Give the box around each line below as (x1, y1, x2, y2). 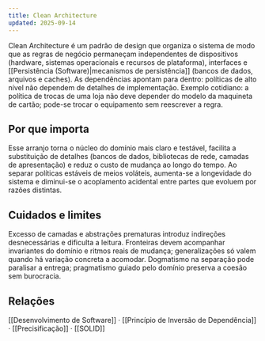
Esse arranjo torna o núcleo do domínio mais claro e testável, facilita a (8, 143, 237, 153)
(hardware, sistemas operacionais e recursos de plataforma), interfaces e (8, 57, 248, 67)
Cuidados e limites (8, 208, 102, 222)
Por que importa (8, 122, 89, 135)
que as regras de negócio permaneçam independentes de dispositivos (8, 49, 239, 59)
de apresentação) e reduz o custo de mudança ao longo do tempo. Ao (8, 160, 237, 170)
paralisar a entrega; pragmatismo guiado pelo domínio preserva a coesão (8, 263, 248, 273)
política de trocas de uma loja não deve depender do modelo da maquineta (8, 91, 253, 100)
